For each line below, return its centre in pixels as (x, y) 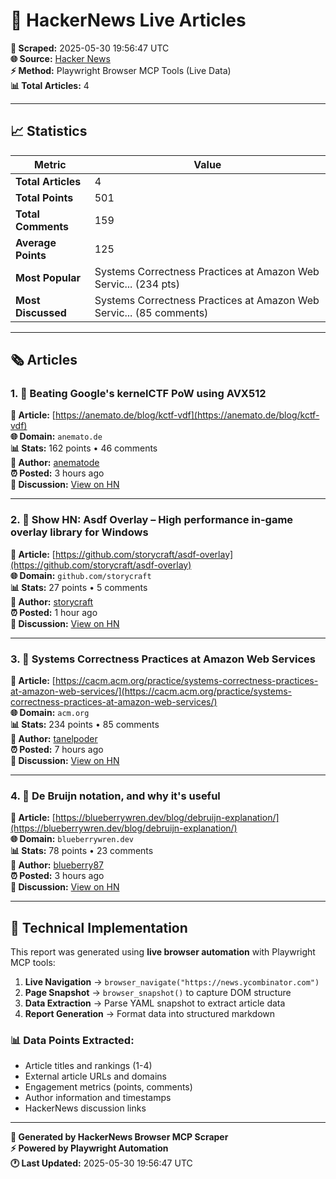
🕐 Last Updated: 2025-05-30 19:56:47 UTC (101, 1163)
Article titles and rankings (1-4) (88, 1066)
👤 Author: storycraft (52, 601)
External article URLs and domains (95, 1076)
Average (36, 242)
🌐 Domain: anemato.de (56, 436)
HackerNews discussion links (85, 1108)
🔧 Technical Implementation (99, 927)
